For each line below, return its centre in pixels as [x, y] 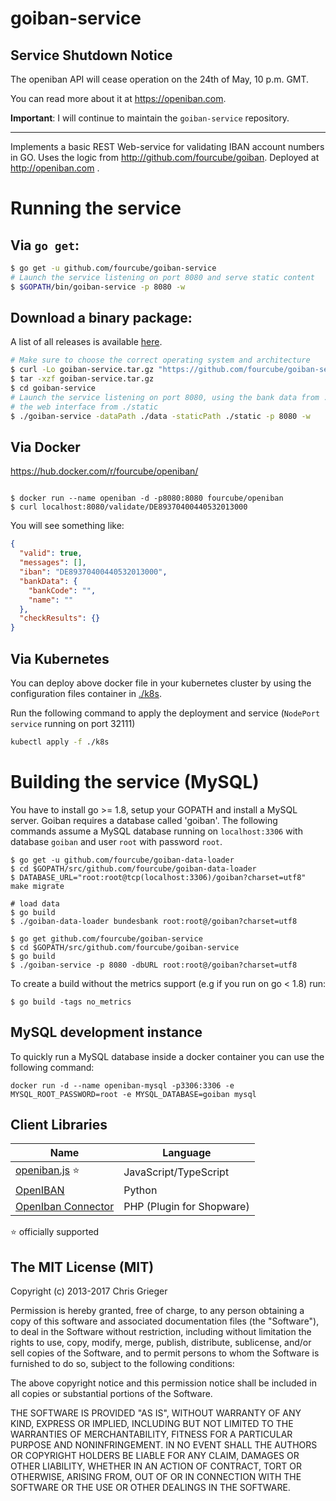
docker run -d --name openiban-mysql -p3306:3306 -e [122, 1085]
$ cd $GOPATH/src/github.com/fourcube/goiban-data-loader [133, 868]
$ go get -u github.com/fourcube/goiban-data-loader [122, 860]
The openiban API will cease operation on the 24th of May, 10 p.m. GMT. [160, 79]
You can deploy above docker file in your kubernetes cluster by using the [161, 683]
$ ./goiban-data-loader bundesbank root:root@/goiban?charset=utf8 [154, 921]
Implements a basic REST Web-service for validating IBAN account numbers [167, 146]
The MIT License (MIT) [82, 1267]
